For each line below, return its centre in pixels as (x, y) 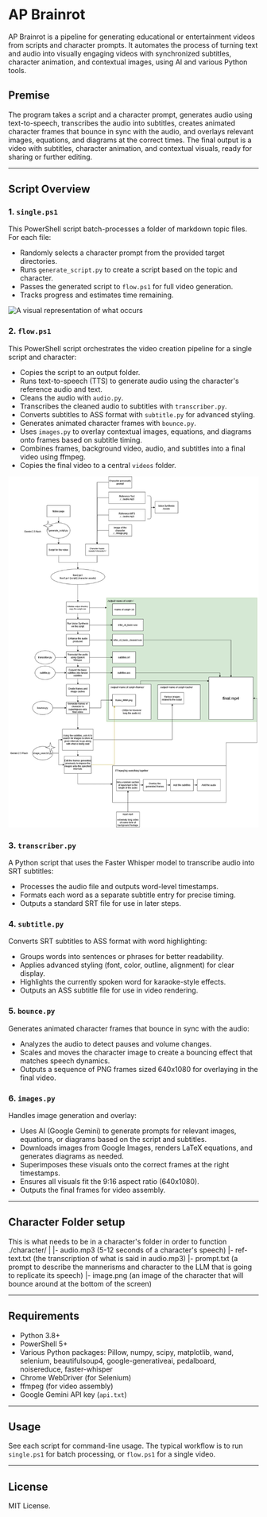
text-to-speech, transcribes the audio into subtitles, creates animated (122, 123)
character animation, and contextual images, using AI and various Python (128, 62)
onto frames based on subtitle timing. (81, 439)
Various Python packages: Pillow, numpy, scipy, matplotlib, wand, (127, 1352)
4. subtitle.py (36, 923)
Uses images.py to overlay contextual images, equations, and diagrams (135, 431)
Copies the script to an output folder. (80, 372)
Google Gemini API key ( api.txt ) (73, 1394)
